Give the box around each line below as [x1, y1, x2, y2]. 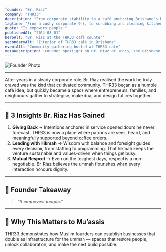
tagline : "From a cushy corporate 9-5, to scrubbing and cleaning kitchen [5, 21, 163, 26]
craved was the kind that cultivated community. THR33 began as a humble [5, 82, 157, 88]
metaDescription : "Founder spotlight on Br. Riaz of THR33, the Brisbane [5, 49, 161, 53]
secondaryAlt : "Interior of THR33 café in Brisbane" [5, 40, 116, 45]
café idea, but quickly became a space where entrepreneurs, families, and [5, 87, 157, 93]
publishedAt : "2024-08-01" [5, 30, 61, 35]
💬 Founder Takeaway [5, 185, 71, 194]
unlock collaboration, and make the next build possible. [5, 241, 118, 247]
